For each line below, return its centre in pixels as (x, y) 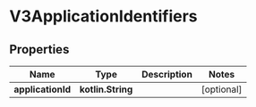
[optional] (222, 89)
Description (167, 74)
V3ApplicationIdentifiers (103, 16)
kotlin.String (106, 89)
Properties (39, 49)
